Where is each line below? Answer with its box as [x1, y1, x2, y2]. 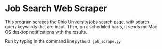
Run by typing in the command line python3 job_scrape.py [5, 38, 121, 44]
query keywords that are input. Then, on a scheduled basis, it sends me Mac [5, 24, 158, 29]
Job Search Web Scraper [5, 3, 107, 14]
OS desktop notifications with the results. [5, 29, 87, 35]
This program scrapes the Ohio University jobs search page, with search [5, 19, 150, 24]
